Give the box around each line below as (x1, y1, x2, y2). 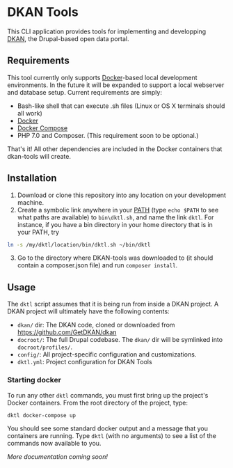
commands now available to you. (7, 439, 102, 447)
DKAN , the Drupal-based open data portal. (7, 34, 129, 42)
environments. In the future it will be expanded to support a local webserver (7, 81, 225, 89)
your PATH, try (17, 228, 60, 236)
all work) (17, 109, 43, 117)
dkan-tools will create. (7, 152, 72, 160)
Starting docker (7, 375, 61, 385)
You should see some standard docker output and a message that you (7, 424, 209, 432)
